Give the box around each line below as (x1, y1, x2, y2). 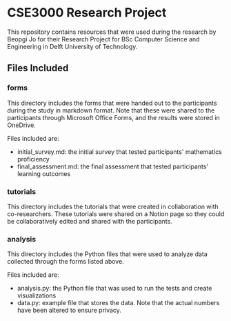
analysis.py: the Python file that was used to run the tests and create (17, 284, 212, 293)
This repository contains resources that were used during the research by (7, 28, 217, 36)
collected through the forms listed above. (7, 257, 124, 266)
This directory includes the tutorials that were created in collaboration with (7, 202, 219, 211)
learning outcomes (17, 169, 71, 177)
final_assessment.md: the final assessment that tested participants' (17, 162, 209, 171)
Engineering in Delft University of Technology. (7, 42, 138, 50)
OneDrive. (7, 121, 36, 129)
